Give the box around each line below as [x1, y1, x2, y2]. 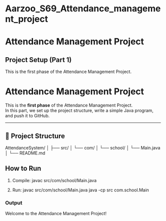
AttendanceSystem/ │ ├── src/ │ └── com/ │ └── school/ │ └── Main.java [5, 145, 161, 150]
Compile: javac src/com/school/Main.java [12, 177, 97, 183]
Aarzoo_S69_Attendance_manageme [5, 3, 161, 14]
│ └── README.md [5, 150, 45, 156]
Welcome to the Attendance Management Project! [5, 211, 107, 217]
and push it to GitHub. [5, 113, 50, 119]
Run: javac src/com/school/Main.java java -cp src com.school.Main [12, 187, 149, 193]
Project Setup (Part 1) [5, 55, 72, 64]
